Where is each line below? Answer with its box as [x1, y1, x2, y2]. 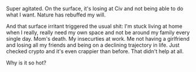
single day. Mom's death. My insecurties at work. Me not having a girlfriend [6, 35, 190, 42]
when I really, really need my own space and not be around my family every [6, 29, 190, 36]
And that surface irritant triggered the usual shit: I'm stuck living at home [6, 23, 183, 30]
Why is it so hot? [6, 59, 47, 66]
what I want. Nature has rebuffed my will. [6, 11, 106, 18]
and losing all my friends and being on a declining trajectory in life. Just [6, 41, 180, 48]
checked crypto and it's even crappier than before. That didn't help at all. [6, 48, 184, 55]
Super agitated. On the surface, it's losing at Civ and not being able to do [6, 5, 184, 12]
